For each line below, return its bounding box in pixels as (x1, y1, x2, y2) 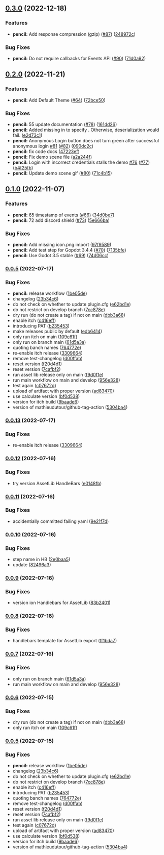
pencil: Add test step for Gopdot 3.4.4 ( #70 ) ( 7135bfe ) (12, 247, 126, 253)
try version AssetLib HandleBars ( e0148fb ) (12, 480, 102, 486)
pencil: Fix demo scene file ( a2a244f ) (12, 154, 92, 160)
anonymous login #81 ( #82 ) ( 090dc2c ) (12, 143, 94, 149)
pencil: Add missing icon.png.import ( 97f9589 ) (12, 241, 112, 247)
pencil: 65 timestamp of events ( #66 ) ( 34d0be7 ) (12, 212, 115, 218)
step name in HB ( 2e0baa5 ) (12, 556, 71, 563)
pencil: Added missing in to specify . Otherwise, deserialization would (12, 127, 159, 133)
